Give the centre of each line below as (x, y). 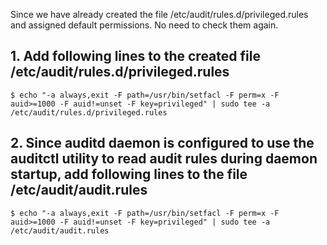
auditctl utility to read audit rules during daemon (164, 159)
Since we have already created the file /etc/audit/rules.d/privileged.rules (159, 14)
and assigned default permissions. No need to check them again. (144, 25)
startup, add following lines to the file (129, 174)
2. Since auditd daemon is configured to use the (162, 143)
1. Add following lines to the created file (135, 56)
